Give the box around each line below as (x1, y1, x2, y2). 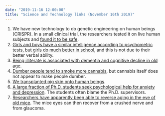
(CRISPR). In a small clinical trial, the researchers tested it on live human (12, 31, 161, 37)
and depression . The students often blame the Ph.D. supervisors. (12, 89, 146, 95)
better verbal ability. (12, 52, 54, 58)
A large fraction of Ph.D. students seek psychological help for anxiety (12, 84, 155, 90)
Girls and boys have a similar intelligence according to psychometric (12, 41, 153, 47)
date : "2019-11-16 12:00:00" (5, 7, 66, 12)
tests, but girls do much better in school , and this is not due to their (12, 47, 151, 53)
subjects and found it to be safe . (12, 36, 79, 42)
